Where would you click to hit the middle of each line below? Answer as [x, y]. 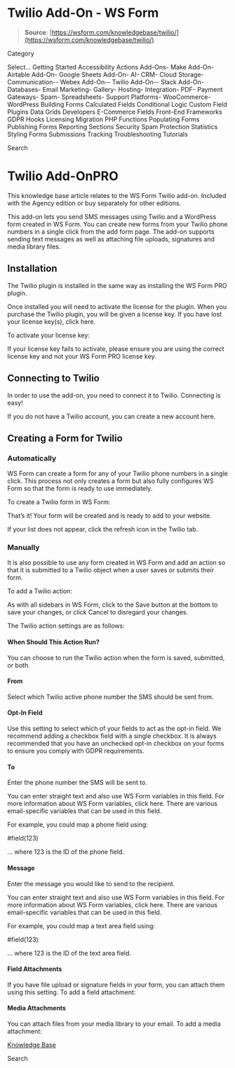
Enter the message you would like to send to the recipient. [91, 883]
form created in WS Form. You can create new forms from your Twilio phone [117, 224]
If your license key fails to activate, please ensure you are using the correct [116, 348]
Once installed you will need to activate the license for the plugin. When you [117, 306]
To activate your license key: [48, 335]
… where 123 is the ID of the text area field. [69, 953]
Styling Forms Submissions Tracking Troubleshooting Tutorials [98, 134]
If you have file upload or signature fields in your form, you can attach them [116, 984]
